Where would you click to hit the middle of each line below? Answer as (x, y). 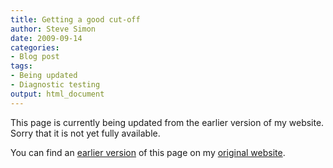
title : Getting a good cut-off (75, 19)
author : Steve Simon (53, 29)
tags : (21, 66)
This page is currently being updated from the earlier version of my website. (167, 122)
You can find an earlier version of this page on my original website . (148, 152)
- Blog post (35, 57)
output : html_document (57, 94)
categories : (35, 47)
